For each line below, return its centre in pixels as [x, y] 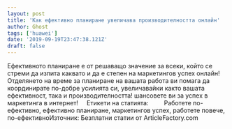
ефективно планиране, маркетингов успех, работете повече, [134, 110]
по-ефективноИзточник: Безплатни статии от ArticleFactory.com [103, 118]
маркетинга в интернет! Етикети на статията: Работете [100, 103]
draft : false [26, 46]
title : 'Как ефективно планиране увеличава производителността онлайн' [114, 20]
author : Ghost [28, 26]
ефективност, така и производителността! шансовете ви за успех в [108, 96]
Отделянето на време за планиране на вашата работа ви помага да [109, 81]
